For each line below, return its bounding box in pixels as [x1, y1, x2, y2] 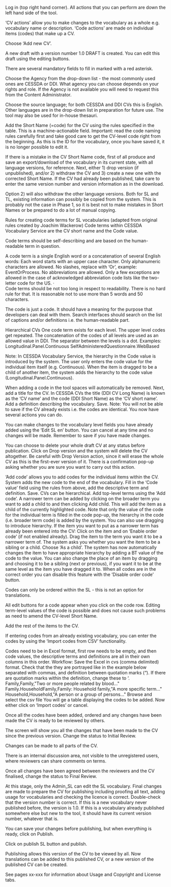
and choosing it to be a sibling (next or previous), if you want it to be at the [5, 561, 162, 567]
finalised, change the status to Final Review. [5, 773, 97, 779]
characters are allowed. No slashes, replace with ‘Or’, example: [5, 264, 137, 270]
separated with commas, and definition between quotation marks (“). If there [5, 670, 166, 675]
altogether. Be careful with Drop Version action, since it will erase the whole [5, 453, 164, 459]
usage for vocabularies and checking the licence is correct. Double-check [5, 794, 161, 800]
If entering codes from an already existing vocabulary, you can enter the [5, 632, 157, 639]
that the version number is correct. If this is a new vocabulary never [5, 799, 147, 805]
